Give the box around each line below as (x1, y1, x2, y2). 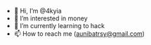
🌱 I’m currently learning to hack (13, 22, 105, 30)
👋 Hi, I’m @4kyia (13, 7, 62, 15)
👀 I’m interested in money (13, 14, 88, 22)
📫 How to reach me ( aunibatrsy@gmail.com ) (13, 30, 145, 38)
